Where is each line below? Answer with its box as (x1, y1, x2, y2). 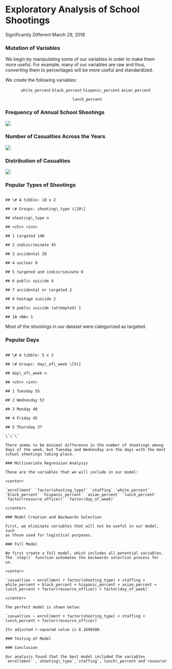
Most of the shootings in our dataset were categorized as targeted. (5, 323, 147, 330)
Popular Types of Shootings (5, 182, 76, 189)
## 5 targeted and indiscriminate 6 (5, 269, 83, 275)
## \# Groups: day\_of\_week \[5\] (5, 361, 81, 367)
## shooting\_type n (5, 215, 50, 221)
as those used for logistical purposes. (5, 532, 93, 538)
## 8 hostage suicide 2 (5, 297, 56, 302)
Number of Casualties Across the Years (5, 133, 106, 140)
